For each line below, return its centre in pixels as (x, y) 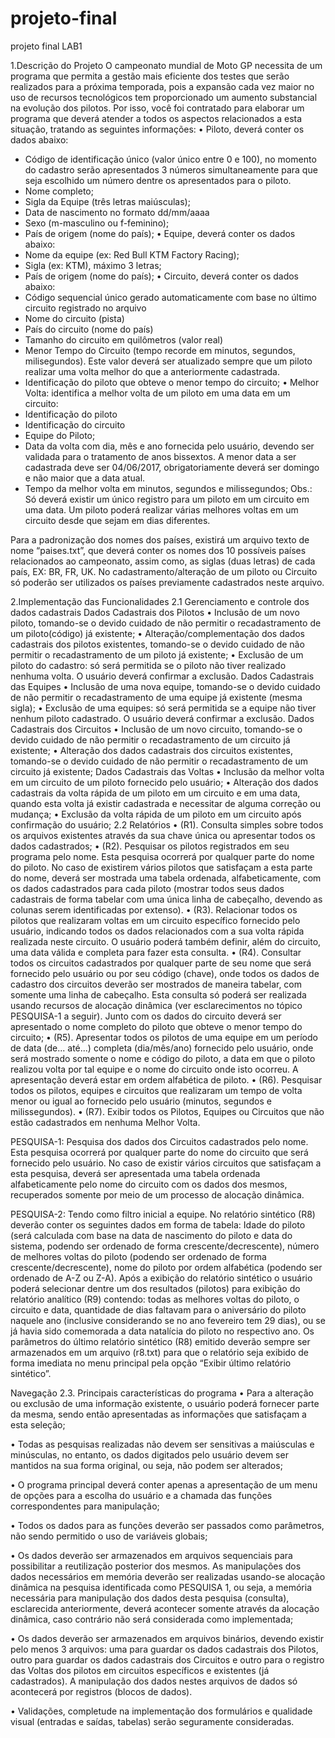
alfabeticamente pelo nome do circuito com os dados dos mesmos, (149, 1184)
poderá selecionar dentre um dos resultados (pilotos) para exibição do (155, 1288)
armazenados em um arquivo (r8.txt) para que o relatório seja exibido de (159, 1352)
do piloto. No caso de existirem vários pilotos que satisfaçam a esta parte (161, 867)
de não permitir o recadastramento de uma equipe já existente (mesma (156, 697)
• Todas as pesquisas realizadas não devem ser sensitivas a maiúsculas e (162, 1444)
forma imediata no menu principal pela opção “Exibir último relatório (151, 1363)
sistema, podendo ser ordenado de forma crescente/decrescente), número (165, 1246)
